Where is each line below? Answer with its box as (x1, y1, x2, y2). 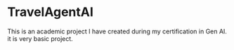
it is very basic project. (7, 34, 74, 42)
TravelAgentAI (7, 4, 93, 20)
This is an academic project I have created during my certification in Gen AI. (7, 27, 227, 35)
